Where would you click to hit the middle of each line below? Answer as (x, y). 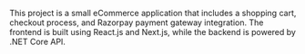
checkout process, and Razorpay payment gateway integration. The (137, 22)
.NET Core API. (38, 41)
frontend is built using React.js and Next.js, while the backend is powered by (152, 32)
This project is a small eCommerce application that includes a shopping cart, (153, 13)
